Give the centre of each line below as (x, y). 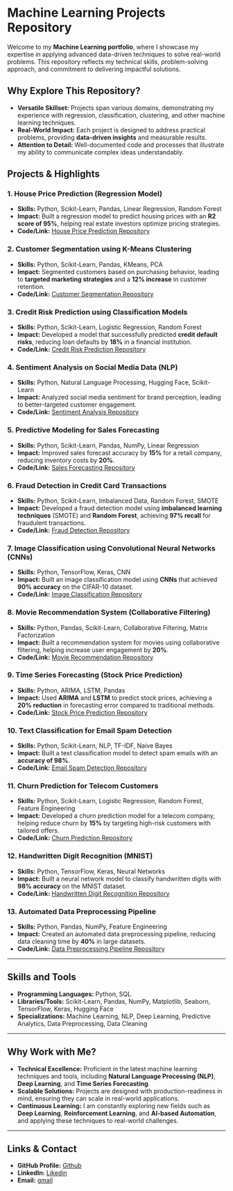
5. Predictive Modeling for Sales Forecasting (83, 430)
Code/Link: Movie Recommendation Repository (85, 657)
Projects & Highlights (54, 174)
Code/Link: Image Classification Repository (79, 594)
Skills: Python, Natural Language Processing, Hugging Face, (104, 382)
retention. (31, 286)
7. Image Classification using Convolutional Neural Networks (112, 548)
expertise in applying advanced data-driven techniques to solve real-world (114, 54)
